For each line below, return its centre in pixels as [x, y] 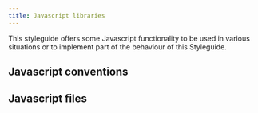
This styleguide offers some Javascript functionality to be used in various [129, 38]
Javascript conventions [68, 72]
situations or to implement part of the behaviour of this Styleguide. [118, 47]
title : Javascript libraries [57, 16]
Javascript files [48, 99]
